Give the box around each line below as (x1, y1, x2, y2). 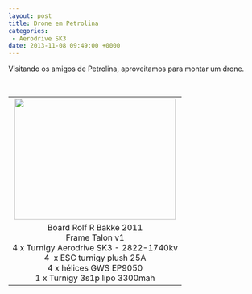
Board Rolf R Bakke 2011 (47, 222, 143, 233)
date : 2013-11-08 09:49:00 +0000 (8, 42, 121, 50)
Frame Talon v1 (65, 232, 125, 243)
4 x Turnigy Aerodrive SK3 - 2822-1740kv (12, 242, 179, 254)
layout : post (8, 11, 52, 20)
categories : (8, 27, 48, 35)
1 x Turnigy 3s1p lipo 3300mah (35, 272, 155, 283)
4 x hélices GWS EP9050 (47, 262, 143, 274)
